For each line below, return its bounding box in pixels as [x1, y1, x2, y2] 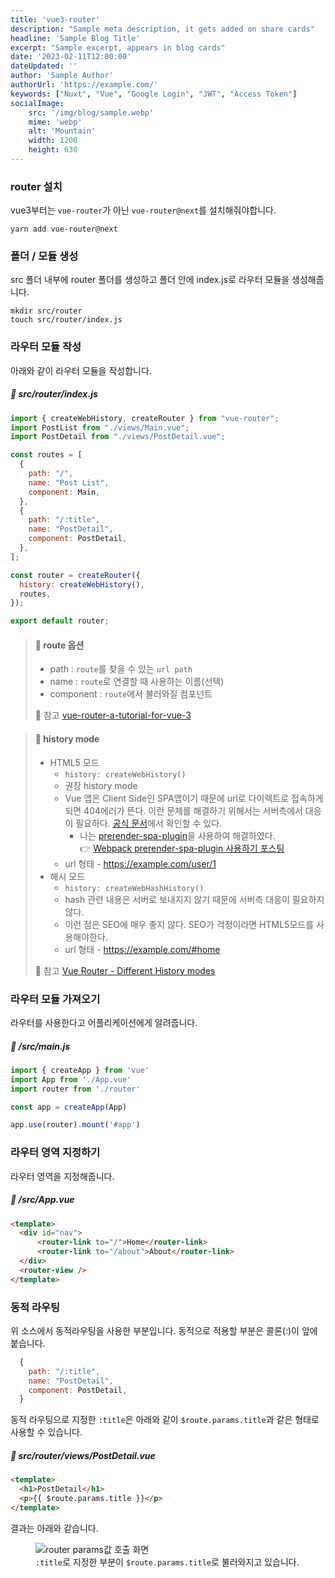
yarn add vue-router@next [10, 224, 118, 235]
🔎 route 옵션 [34, 639, 85, 651]
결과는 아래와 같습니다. [10, 1522, 99, 1534]
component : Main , [28, 487, 101, 497]
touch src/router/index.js [10, 315, 123, 325]
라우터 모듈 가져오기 [10, 992, 101, 1006]
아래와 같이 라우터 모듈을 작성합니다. [10, 364, 152, 376]
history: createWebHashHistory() [64, 883, 205, 893]
